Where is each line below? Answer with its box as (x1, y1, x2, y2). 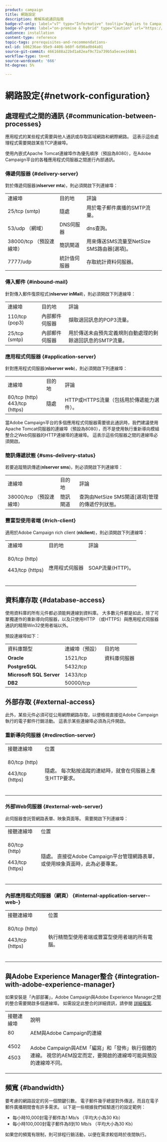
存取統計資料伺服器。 (86, 259, 137, 266)
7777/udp (7, 258, 32, 265)
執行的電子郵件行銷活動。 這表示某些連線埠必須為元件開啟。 (5, 718, 128, 724)
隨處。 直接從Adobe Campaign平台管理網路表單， (41, 853, 158, 860)
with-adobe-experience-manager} (5, 980, 115, 988)
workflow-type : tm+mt (5, 53, 50, 59)
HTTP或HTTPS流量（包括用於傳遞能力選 (64, 397, 160, 404)
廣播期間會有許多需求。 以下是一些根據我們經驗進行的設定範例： (13, 1104, 146, 1110)
